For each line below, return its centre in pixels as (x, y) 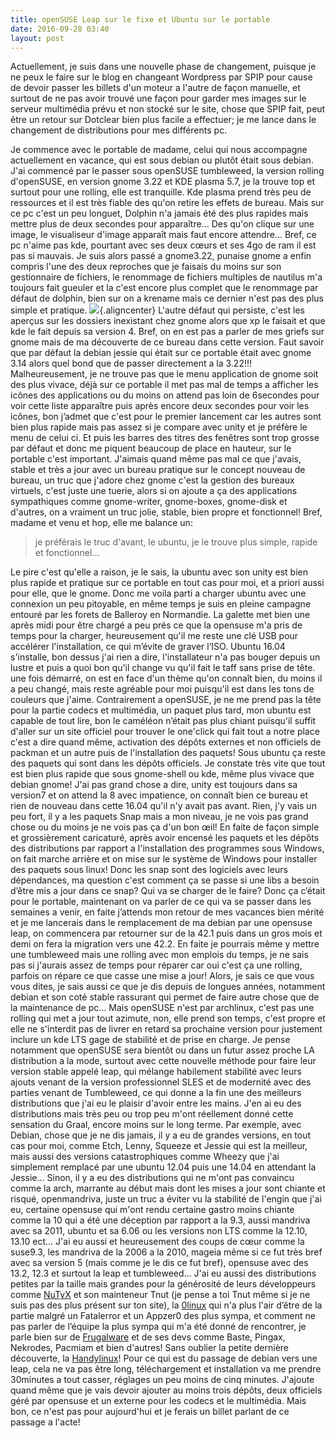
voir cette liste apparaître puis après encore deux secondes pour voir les (160, 406)
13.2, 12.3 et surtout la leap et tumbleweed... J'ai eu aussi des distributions (163, 1273)
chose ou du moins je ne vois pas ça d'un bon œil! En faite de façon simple (165, 827)
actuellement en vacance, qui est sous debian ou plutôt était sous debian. (162, 160)
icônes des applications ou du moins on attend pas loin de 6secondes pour (165, 395)
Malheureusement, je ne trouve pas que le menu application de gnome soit (164, 374)
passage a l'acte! (45, 1422)
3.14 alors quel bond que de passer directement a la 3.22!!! (131, 363)
